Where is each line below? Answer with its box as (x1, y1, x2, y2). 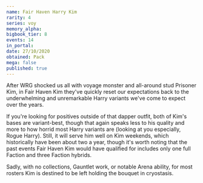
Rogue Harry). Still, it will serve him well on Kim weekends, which (6, 132, 169, 139)
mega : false (6, 59, 36, 65)
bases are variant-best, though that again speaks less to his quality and (6, 119, 185, 127)
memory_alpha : (6, 25, 42, 32)
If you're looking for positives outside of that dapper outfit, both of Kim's (6, 113, 187, 120)
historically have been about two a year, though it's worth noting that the (6, 139, 188, 146)
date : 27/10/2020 (6, 48, 50, 55)
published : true (6, 65, 47, 72)
